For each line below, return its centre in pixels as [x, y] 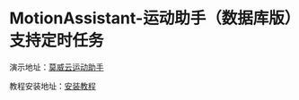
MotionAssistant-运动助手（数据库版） [151, 18]
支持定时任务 [57, 41]
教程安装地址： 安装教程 [53, 86]
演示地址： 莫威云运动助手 [57, 67]
